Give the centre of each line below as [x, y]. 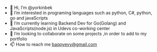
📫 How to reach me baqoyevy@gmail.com [53, 44]
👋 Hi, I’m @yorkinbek [31, 8]
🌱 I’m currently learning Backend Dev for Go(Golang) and [68, 23]
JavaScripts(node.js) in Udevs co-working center [60, 28]
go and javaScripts [29, 18]
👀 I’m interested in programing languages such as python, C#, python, [81, 13]
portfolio [18, 39]
